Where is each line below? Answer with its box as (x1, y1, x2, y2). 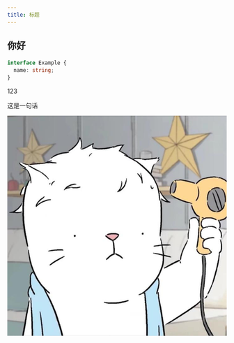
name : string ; (13, 67, 54, 74)
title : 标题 (7, 11, 40, 18)
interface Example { (7, 59, 68, 66)
